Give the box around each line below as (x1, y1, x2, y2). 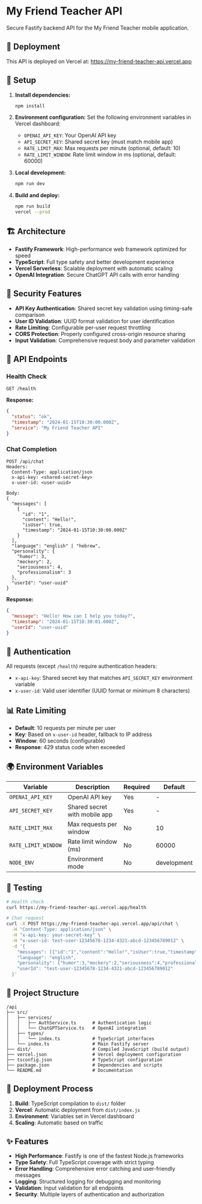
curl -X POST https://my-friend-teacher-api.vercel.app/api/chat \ (6, 921, 179, 927)
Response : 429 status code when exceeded (14, 744, 125, 751)
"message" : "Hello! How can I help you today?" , (11, 613, 136, 619)
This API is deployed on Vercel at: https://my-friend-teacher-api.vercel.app (6, 57, 192, 65)
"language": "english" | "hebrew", (11, 543, 101, 550)
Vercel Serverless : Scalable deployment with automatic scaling (14, 264, 173, 272)
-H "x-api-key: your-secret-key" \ (11, 932, 101, 939)
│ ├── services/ (6, 1015, 52, 1021)
